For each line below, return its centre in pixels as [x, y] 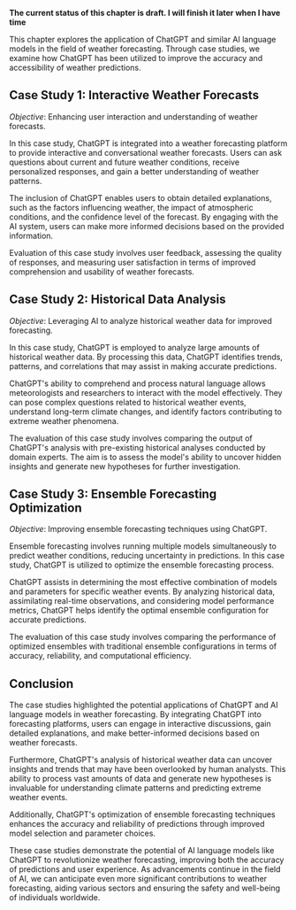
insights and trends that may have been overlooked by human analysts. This [148, 769]
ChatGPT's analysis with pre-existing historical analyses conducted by [138, 447]
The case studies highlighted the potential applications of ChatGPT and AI [144, 705]
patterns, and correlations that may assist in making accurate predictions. [143, 366]
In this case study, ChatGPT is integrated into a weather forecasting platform [148, 143]
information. [31, 235]
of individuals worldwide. [55, 898]
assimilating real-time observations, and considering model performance [142, 601]
